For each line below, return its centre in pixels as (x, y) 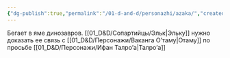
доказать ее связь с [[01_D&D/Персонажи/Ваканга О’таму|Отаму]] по (109, 40)
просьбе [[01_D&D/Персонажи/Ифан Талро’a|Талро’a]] (86, 47)
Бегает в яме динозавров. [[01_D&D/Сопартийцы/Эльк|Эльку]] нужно (109, 33)
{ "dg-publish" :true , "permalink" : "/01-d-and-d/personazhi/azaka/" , (104, 13)
